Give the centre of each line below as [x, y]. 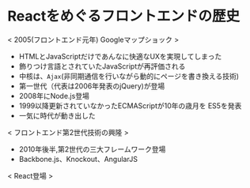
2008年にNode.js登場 [54, 96]
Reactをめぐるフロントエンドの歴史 [124, 16]
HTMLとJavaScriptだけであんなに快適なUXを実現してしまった [120, 56]
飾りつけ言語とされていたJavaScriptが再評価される [102, 66]
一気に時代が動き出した [57, 115]
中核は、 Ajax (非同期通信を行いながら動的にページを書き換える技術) [129, 76]
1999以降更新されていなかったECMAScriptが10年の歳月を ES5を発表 [130, 105]
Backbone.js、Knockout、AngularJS [78, 159]
